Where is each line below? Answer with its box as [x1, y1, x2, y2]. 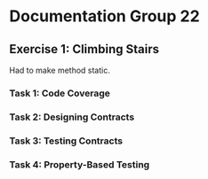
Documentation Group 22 [9, 6, 200, 27]
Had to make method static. [9, 65, 111, 75]
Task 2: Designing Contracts [9, 111, 135, 123]
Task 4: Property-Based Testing [9, 158, 150, 170]
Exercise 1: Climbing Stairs [9, 42, 160, 57]
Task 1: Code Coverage [9, 87, 111, 99]
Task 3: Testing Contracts [9, 135, 123, 147]
